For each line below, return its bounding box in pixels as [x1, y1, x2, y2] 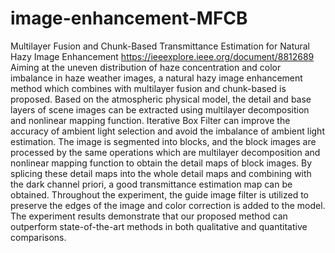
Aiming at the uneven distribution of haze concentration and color [10, 61, 282, 73]
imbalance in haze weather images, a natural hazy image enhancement [10, 72, 303, 84]
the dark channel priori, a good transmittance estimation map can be [10, 178, 293, 190]
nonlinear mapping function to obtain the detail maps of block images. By [10, 157, 313, 169]
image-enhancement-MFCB [10, 7, 248, 30]
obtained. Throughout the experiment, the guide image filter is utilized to [10, 188, 310, 201]
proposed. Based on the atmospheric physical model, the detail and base [10, 93, 312, 105]
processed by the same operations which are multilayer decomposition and [10, 146, 321, 158]
